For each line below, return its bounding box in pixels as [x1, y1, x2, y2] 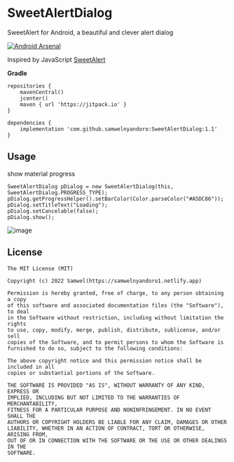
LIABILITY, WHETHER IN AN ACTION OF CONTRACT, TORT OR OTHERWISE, [7, 425, 205, 432]
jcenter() [20, 95, 49, 102]
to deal [7, 308, 30, 315]
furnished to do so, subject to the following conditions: [7, 345, 184, 352]
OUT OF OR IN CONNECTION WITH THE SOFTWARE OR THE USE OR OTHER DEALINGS [7, 437, 228, 444]
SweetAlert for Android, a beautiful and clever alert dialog [7, 28, 174, 37]
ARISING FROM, [7, 430, 49, 438]
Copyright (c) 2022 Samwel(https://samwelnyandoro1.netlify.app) [7, 277, 202, 284]
